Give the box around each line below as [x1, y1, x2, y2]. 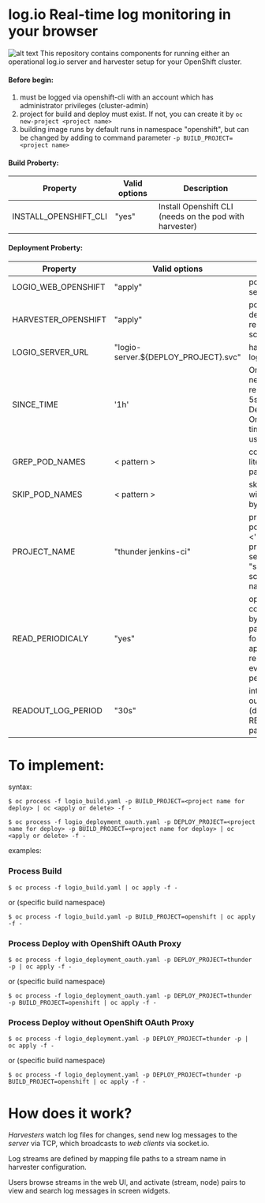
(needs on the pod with [158, 211, 244, 222]
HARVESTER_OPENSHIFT [12, 314, 107, 325]
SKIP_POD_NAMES [12, 488, 83, 499]
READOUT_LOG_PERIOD [12, 705, 103, 716]
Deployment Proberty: [8, 242, 83, 252]
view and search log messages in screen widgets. [8, 1186, 171, 1196]
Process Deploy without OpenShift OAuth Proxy [8, 1017, 195, 1028]
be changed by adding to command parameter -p [19, 133, 181, 143]
